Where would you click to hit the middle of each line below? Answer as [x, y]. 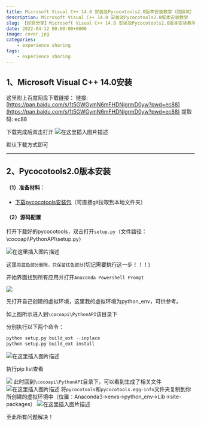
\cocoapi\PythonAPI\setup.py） [45, 239]
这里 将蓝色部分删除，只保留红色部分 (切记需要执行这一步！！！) [78, 264]
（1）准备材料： [26, 187]
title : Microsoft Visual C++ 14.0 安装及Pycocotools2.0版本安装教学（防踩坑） [100, 12]
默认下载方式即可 [27, 145]
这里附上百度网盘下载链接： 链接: [47, 98]
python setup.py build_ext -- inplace [53, 338]
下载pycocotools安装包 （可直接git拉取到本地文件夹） [80, 202]
